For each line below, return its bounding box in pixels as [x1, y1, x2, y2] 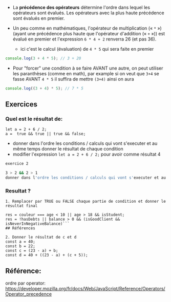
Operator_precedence [5, 291, 52, 297]
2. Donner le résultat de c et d [5, 235, 77, 240]
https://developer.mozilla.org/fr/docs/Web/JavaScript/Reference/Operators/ [5, 286, 165, 292]
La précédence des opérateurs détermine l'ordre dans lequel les [12, 5, 150, 10]
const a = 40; [5, 239, 36, 245]
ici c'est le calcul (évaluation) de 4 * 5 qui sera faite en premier [20, 46, 154, 52]
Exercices [5, 100, 37, 109]
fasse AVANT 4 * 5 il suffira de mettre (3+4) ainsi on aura [12, 76, 134, 82]
